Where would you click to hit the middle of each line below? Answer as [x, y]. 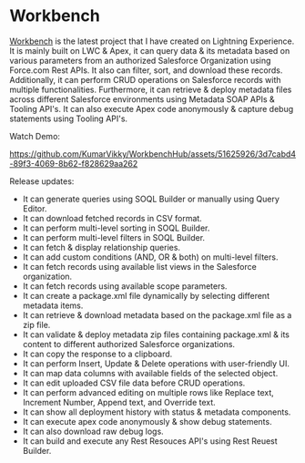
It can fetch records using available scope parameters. [125, 286]
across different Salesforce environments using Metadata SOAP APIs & [142, 99]
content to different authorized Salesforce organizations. [128, 344]
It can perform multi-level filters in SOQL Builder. [114, 237]
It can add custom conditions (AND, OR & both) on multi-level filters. [150, 257]
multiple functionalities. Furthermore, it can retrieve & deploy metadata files [151, 89]
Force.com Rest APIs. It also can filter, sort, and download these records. [146, 70]
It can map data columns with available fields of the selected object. [150, 373]
